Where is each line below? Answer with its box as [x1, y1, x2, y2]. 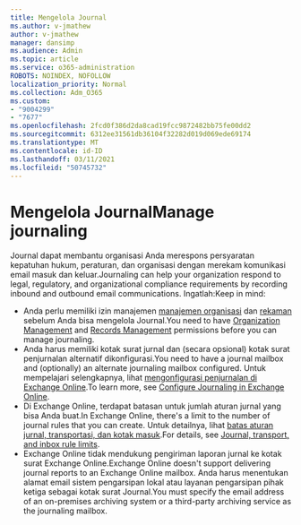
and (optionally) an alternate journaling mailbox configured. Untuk [22, 363, 267, 374]
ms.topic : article [10, 55, 79, 64]
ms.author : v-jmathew [10, 22, 91, 30]
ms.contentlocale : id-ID [10, 146, 103, 155]
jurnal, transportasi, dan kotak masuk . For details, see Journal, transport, [22, 429, 290, 440]
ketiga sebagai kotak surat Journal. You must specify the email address [22, 486, 285, 497]
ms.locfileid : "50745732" [10, 163, 107, 172]
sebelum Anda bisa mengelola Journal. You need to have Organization [22, 315, 280, 326]
